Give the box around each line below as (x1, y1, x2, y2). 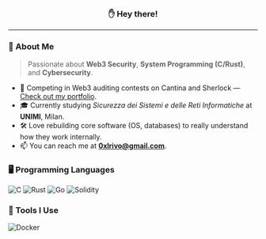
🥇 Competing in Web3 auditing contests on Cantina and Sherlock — (19, 83, 241, 93)
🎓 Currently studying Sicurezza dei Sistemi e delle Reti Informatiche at (19, 100, 253, 110)
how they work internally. (19, 131, 102, 142)
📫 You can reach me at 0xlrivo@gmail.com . (19, 141, 167, 150)
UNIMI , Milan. (19, 112, 65, 121)
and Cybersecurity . (27, 67, 93, 77)
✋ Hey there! (108, 8, 158, 19)
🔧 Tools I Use (8, 204, 59, 215)
